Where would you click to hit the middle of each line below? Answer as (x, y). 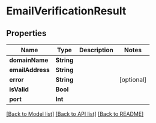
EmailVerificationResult (66, 11)
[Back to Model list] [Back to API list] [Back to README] (75, 114)
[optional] (133, 79)
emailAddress (29, 70)
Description (96, 50)
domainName (29, 60)
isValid (19, 89)
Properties (26, 33)
